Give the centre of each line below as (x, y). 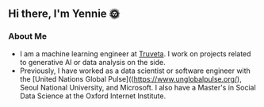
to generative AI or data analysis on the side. (92, 62)
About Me (28, 36)
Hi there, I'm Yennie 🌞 (64, 14)
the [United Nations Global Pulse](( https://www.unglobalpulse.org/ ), (130, 78)
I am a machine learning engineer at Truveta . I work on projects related (135, 53)
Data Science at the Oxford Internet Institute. (93, 96)
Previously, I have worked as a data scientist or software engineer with (135, 71)
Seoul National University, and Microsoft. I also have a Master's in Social (138, 87)
